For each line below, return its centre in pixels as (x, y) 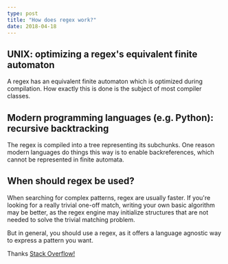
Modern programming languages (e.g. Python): (111, 118)
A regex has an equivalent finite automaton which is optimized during (105, 81)
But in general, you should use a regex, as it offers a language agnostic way (114, 233)
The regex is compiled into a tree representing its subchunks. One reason (111, 145)
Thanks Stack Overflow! (41, 253)
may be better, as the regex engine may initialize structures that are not (108, 212)
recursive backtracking (58, 128)
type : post (23, 13)
